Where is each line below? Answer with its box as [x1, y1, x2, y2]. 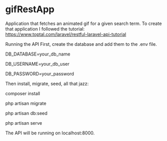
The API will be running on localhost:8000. [5, 130, 95, 136]
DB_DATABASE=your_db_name [5, 51, 70, 57]
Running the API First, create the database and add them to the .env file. [5, 41, 157, 47]
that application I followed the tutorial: [5, 25, 85, 32]
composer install [5, 90, 40, 96]
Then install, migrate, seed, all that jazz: [5, 80, 89, 87]
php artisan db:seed [5, 110, 47, 116]
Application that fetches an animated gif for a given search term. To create [5, 20, 162, 26]
